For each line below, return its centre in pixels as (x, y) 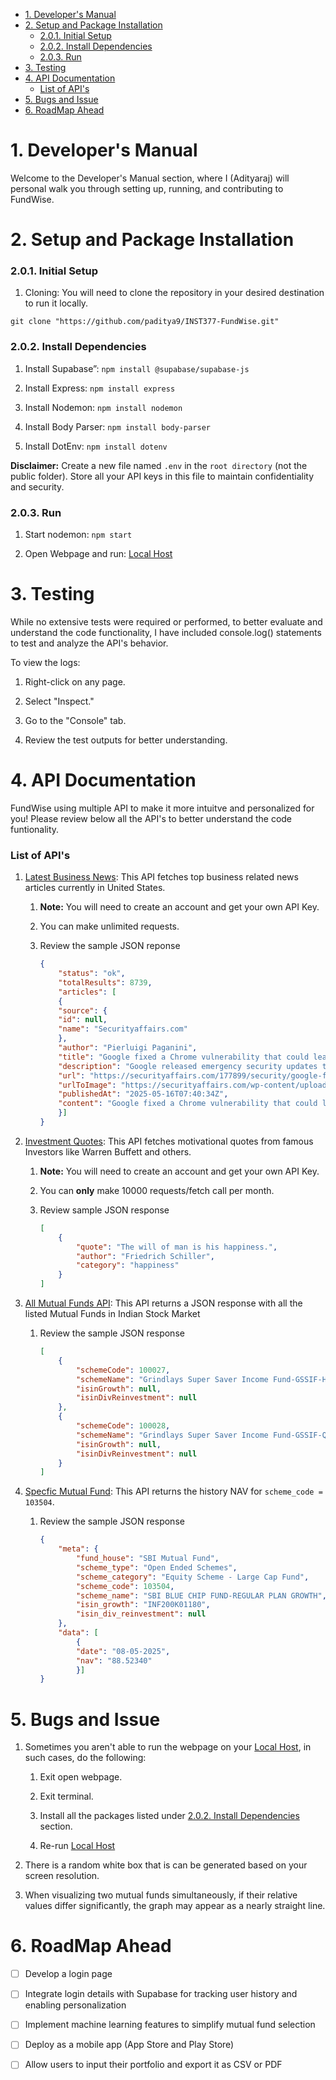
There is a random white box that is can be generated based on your (166, 1865)
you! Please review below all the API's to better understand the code (151, 818)
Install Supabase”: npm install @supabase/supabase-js (137, 368)
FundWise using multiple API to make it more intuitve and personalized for (162, 808)
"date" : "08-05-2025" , (123, 1651)
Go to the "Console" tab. (75, 720)
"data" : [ (78, 1633)
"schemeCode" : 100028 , (123, 1426)
